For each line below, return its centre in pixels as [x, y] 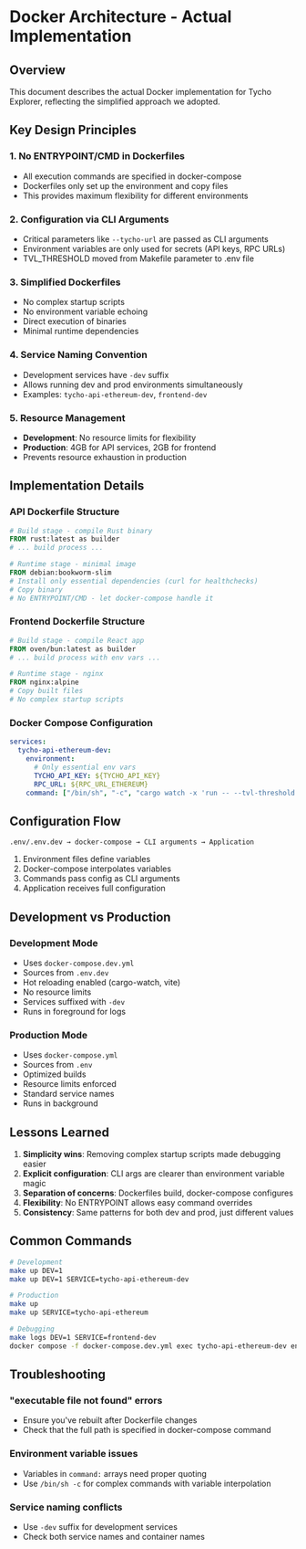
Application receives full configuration [94, 889]
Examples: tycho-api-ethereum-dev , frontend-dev [115, 394]
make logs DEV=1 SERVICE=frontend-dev [83, 1337]
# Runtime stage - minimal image [73, 564]
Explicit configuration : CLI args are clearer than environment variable [153, 1174]
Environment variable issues [74, 1454]
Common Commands [71, 1241]
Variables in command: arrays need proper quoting [115, 1473]
